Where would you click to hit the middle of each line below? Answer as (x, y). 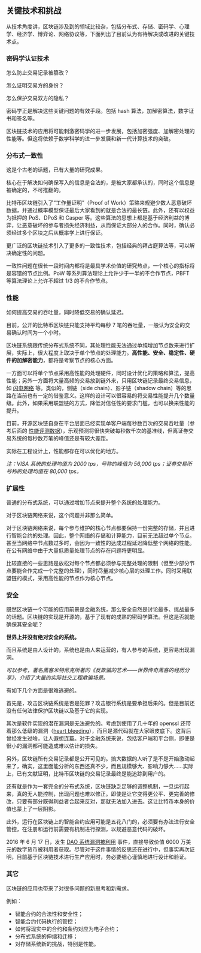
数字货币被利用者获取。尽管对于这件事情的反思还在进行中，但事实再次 (103, 849)
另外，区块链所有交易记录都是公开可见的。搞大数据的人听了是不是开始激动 (98, 759)
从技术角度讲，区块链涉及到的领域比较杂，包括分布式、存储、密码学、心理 (98, 26)
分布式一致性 (25, 156)
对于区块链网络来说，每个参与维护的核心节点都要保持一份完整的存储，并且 (98, 528)
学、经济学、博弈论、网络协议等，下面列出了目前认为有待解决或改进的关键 (98, 34)
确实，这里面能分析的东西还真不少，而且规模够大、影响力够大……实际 (108, 766)
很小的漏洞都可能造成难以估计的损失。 (53, 746)
